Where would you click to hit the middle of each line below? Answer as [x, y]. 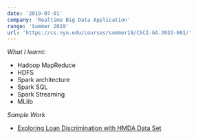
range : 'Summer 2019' [38, 26]
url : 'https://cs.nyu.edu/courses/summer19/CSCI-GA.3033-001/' [100, 33]
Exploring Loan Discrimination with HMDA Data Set [89, 128]
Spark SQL [32, 87]
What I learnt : [26, 52]
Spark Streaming [41, 94]
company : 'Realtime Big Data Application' [69, 20]
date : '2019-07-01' [35, 13]
